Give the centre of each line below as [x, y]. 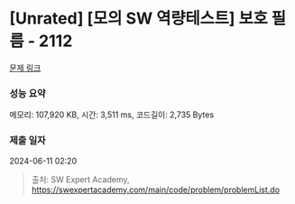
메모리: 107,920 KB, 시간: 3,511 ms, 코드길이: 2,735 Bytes [112, 115]
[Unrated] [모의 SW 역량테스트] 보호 [138, 19]
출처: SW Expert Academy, [80, 179]
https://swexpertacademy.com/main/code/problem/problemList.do [156, 190]
